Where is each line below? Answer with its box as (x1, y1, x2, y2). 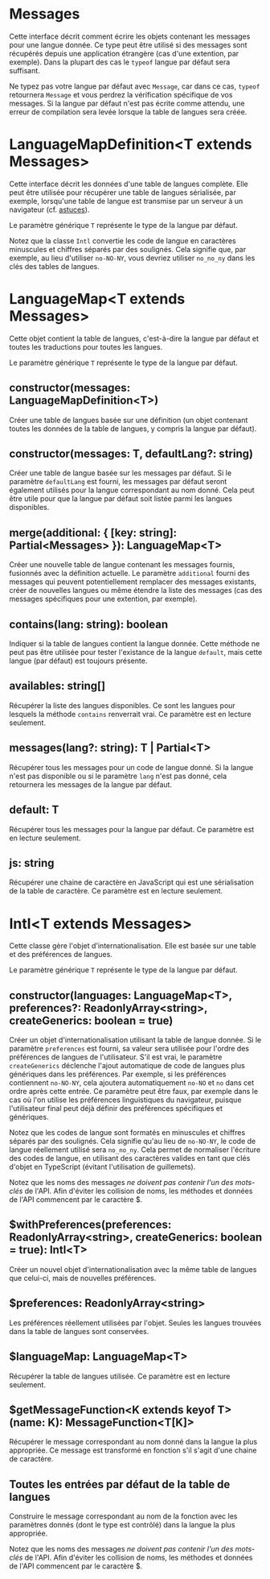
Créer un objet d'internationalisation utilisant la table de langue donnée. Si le (9, 1035, 262, 1045)
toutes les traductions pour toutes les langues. (9, 342, 163, 351)
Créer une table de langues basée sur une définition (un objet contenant (9, 415, 248, 425)
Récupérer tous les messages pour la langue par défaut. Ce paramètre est (9, 824, 255, 834)
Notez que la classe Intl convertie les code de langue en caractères (9, 235, 236, 246)
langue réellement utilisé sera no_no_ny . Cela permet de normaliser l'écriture (9, 1145, 261, 1154)
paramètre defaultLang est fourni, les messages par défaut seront (9, 477, 227, 487)
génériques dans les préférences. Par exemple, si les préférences (9, 1069, 227, 1080)
